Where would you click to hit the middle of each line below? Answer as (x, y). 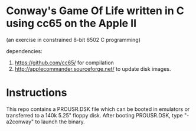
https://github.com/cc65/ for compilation (64, 63)
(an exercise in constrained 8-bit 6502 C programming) (73, 40)
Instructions (37, 93)
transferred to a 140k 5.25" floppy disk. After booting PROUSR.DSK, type (94, 115)
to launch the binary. (60, 122)
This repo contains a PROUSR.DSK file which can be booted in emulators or (98, 109)
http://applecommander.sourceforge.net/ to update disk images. (93, 68)
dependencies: (24, 51)
